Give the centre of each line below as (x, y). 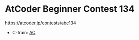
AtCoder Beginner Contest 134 (70, 9)
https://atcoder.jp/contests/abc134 (41, 23)
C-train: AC (24, 32)
